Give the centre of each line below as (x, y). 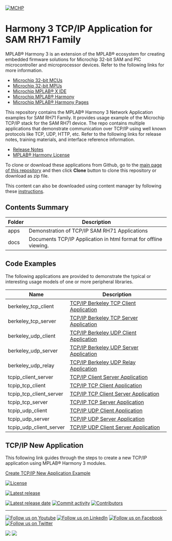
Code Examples (31, 264)
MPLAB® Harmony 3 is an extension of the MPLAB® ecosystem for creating (85, 54)
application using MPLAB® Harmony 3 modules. (56, 463)
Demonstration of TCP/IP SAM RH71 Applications (88, 231)
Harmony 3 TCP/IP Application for (79, 29)
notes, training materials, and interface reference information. (70, 139)
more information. (24, 70)
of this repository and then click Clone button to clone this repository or (81, 170)
